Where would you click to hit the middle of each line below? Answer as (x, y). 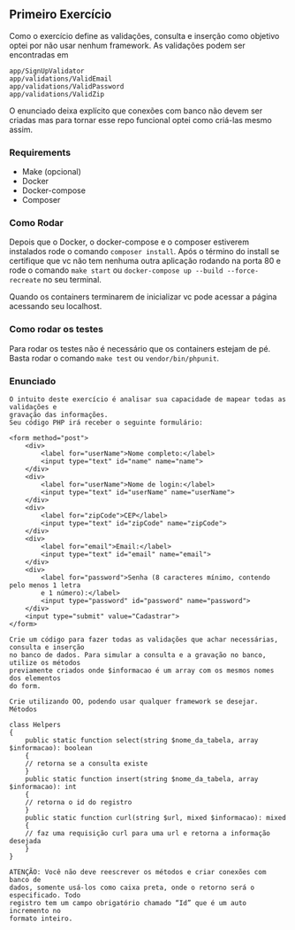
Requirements (40, 152)
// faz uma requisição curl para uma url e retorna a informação (148, 833)
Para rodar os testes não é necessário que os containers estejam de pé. (140, 348)
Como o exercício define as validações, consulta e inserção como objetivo (144, 35)
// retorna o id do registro (79, 802)
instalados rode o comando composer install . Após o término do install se (144, 252)
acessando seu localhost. (56, 306)
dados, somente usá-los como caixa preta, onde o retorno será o (132, 887)
